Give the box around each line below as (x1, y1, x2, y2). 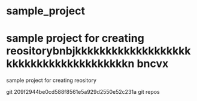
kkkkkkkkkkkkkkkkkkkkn (6, 57, 135, 71)
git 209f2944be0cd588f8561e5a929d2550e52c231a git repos (6, 88, 160, 96)
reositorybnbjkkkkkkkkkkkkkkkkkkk (6, 44, 191, 58)
